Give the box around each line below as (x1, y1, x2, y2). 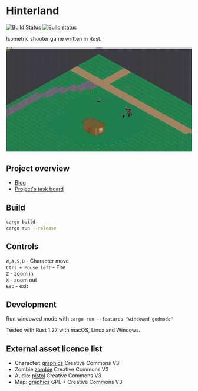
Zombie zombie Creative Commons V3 (14, 366, 109, 373)
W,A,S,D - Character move (6, 257, 69, 264)
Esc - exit (6, 282, 28, 289)
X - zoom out (6, 276, 37, 283)
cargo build (6, 219, 35, 225)
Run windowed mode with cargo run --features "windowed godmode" (6, 315, 174, 322)
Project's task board (14, 185, 64, 193)
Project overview (6, 163, 70, 173)
